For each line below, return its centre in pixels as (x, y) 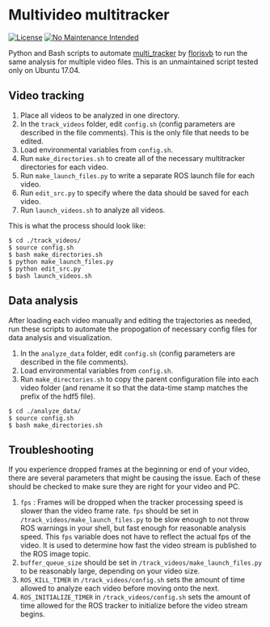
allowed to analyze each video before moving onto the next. (120, 588)
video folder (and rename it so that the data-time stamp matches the (134, 387)
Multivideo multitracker (89, 15)
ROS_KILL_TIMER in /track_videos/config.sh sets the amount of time (132, 580)
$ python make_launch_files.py (61, 262)
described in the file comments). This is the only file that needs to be (134, 132)
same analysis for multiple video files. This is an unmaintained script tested (133, 62)
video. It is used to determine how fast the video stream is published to (138, 545)
